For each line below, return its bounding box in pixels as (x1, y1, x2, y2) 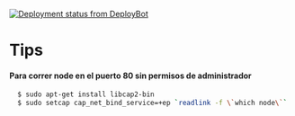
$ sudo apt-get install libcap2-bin (17, 90, 155, 99)
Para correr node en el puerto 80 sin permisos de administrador (9, 70, 252, 81)
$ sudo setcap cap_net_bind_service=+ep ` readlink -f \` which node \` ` (17, 99, 288, 108)
